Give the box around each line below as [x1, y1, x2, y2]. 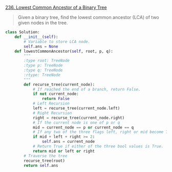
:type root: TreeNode [24, 58, 70, 63]
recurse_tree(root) [24, 158, 66, 163]
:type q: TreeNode [24, 68, 63, 73]
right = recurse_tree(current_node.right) [32, 115, 125, 120]
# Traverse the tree [24, 153, 68, 158]
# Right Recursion [32, 110, 72, 116]
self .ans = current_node [41, 139, 95, 144]
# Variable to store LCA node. [24, 39, 91, 44]
